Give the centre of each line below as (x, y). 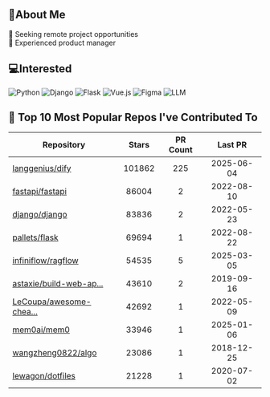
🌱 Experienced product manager (62, 43)
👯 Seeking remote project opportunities (74, 34)
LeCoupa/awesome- (52, 302)
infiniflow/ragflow (45, 261)
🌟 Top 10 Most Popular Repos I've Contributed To (133, 117)
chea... (25, 312)
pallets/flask (35, 237)
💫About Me (37, 15)
